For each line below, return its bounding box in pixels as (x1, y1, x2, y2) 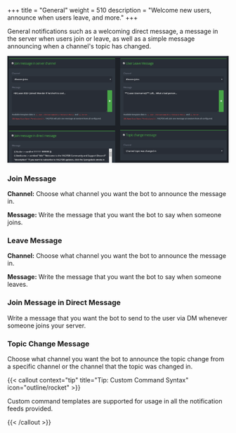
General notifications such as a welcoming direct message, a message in (7, 27, 218, 35)
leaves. (7, 280, 28, 289)
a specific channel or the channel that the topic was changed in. (7, 362, 193, 370)
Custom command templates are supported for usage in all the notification (7, 397, 223, 405)
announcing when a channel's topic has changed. (7, 42, 152, 50)
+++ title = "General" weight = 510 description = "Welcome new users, (7, 6, 212, 14)
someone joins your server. (7, 321, 86, 330)
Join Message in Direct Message (7, 298, 121, 308)
